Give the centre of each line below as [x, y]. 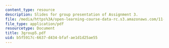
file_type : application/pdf [35, 24]
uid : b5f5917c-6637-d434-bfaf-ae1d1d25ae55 [52, 38]
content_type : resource [30, 10]
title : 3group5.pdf [26, 33]
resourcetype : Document [30, 28]
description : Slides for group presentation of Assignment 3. [72, 14]
